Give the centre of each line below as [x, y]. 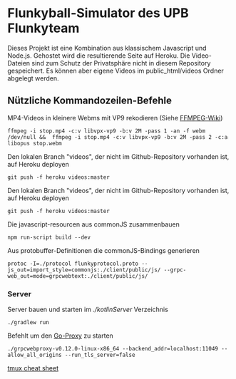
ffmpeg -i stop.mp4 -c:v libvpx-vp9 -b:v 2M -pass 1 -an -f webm [106, 131]
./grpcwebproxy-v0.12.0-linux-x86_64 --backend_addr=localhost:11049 [113, 349]
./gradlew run [29, 323]
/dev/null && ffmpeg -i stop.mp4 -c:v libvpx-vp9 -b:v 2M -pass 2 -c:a [118, 137]
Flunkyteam [43, 28]
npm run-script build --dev [49, 237]
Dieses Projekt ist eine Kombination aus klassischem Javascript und [107, 48]
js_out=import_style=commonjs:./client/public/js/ [84, 270]
